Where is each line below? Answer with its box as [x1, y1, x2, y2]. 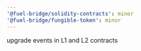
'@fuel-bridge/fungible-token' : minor [6, 17, 121, 24]
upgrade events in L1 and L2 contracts [6, 36, 118, 44]
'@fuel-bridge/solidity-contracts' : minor [6, 10, 134, 17]
